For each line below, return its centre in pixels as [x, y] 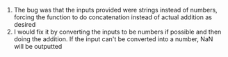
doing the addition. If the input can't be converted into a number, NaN [113, 39]
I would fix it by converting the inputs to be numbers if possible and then [117, 32]
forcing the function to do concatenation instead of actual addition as [113, 17]
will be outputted [38, 46]
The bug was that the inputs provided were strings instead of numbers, [115, 10]
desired [25, 24]
